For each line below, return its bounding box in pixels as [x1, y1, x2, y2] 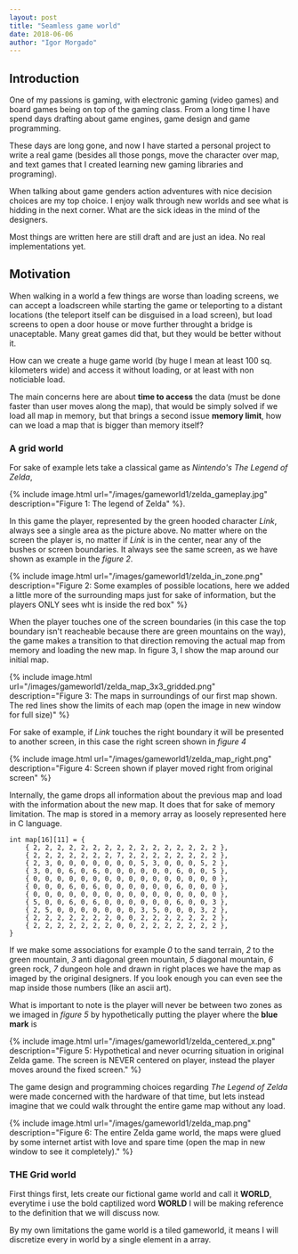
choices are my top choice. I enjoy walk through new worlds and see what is [9, 195, 289, 206]
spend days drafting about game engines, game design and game [9, 113, 251, 125]
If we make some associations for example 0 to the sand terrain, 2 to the [9, 945, 274, 955]
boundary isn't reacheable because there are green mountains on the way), [9, 626, 286, 637]
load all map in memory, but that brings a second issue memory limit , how [9, 410, 282, 421]
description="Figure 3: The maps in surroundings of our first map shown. [9, 691, 278, 701]
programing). [9, 168, 58, 179]
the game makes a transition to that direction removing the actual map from [9, 635, 286, 646]
